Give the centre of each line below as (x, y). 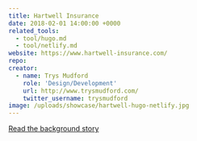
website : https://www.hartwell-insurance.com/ (88, 53)
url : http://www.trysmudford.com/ (81, 91)
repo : (17, 61)
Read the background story (54, 129)
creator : (23, 68)
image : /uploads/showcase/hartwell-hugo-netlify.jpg (99, 106)
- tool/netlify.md (47, 46)
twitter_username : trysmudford (75, 98)
